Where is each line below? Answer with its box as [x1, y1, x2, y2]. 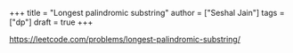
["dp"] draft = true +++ [9, 17, 94, 27]
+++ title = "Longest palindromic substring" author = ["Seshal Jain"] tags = [9, 8, 285, 18]
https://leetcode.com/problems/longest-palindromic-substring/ [9, 34, 240, 44]
